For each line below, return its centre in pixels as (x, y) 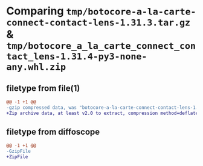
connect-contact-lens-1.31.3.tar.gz (98, 23)
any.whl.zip (36, 67)
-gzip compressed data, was (42, 107)
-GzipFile (19, 152)
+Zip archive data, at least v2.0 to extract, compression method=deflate (102, 113)
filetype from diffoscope (53, 132)
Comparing (35, 11)
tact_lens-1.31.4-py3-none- (77, 57)
